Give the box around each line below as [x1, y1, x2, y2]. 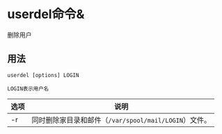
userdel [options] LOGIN [7, 72, 79, 78]
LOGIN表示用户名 [7, 85, 49, 92]
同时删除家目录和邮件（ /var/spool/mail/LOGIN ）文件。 [31, 115, 211, 125]
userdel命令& [7, 6, 85, 22]
